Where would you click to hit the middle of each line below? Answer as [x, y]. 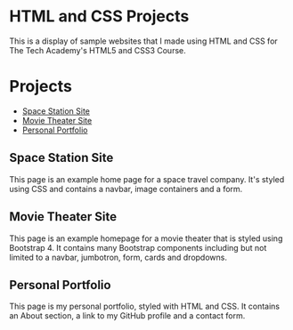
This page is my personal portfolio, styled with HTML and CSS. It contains [145, 306]
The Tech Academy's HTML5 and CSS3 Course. [98, 50]
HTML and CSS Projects [99, 16]
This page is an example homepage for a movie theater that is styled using [146, 238]
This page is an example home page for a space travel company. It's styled [147, 179]
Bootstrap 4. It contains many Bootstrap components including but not [138, 247]
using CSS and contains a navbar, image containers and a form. [126, 189]
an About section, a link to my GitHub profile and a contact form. [127, 316]
